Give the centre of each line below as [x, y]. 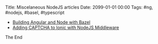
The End [14, 37]
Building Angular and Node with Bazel [51, 22]
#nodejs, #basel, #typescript [35, 12]
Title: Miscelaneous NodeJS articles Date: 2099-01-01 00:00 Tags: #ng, [79, 7]
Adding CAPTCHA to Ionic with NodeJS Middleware [65, 27]
